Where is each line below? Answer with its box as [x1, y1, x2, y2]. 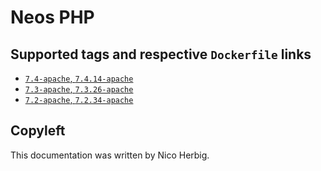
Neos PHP [10, 6, 95, 29]
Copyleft [10, 122, 66, 140]
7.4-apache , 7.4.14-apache [24, 72, 134, 84]
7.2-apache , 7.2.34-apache [24, 94, 134, 105]
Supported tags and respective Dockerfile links [10, 46, 312, 63]
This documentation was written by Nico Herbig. [10, 149, 210, 161]
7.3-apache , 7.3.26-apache [24, 83, 134, 95]
